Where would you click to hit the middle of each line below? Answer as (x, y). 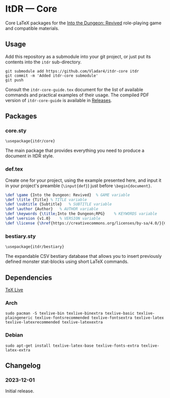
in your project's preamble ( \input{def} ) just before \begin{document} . (78, 185)
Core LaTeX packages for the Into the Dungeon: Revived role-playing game (83, 23)
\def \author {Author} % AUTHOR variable (52, 209)
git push (14, 80)
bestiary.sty (21, 236)
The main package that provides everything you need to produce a (75, 151)
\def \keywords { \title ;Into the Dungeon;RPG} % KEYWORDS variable (81, 214)
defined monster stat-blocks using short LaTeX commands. (67, 261)
